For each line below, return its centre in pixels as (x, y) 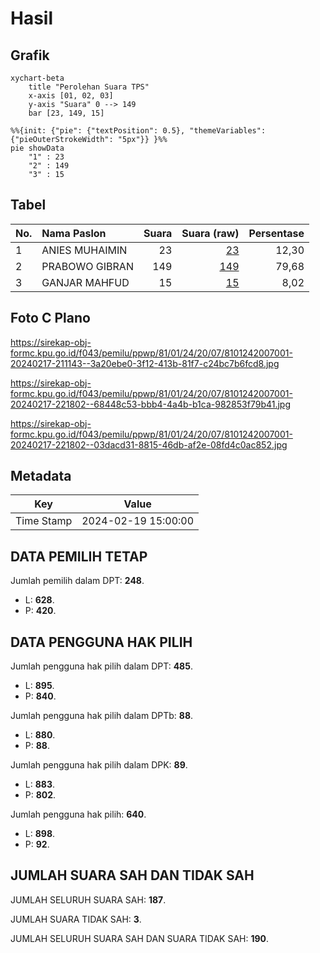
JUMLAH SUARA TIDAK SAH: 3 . (76, 919)
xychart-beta (37, 78)
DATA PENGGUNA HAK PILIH (101, 642)
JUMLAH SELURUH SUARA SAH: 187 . (88, 899)
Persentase (276, 233)
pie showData (37, 148)
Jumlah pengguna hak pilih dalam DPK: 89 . (99, 765)
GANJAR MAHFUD (85, 282)
